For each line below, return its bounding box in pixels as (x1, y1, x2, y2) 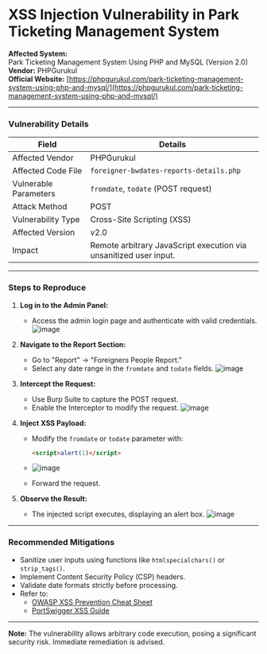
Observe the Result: (19, 494, 87, 504)
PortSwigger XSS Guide (31, 605, 110, 615)
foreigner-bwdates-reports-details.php (90, 166, 241, 176)
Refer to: (19, 589, 48, 598)
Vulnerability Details (8, 118, 89, 129)
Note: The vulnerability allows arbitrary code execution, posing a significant (8, 629, 257, 638)
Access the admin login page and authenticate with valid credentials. (31, 316, 257, 325)
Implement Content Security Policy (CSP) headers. (19, 571, 186, 582)
